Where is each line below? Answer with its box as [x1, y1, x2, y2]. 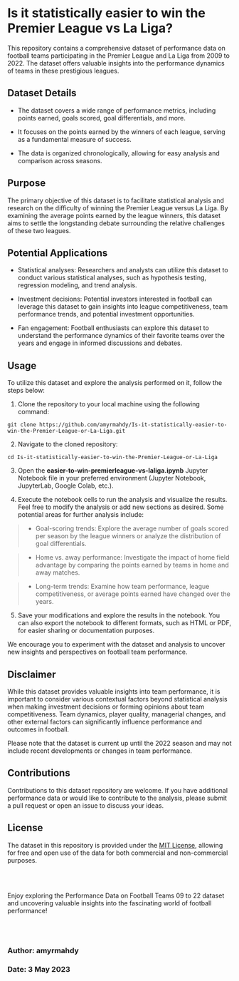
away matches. [35, 568, 80, 577]
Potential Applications [7, 247, 108, 259]
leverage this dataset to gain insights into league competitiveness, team [17, 302, 228, 311]
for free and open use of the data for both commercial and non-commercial [7, 848, 228, 857]
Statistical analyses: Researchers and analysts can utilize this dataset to [17, 266, 229, 274]
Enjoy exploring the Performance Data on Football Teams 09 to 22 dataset [7, 891, 225, 900]
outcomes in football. [7, 725, 70, 734]
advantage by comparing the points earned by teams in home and [35, 561, 229, 570]
